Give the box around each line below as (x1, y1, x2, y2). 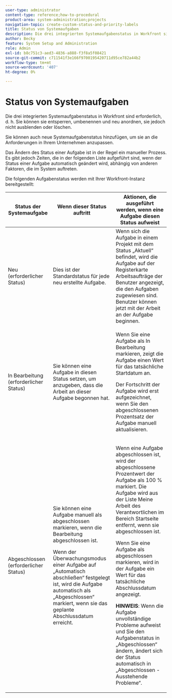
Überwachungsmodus (53, 555, 106, 562)
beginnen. (116, 317, 140, 324)
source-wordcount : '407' (5, 65, 58, 70)
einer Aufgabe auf (53, 561, 96, 568)
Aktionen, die (123, 193, 157, 200)
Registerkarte (116, 266, 148, 273)
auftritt (73, 209, 91, 216)
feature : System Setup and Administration (5, 41, 97, 46)
